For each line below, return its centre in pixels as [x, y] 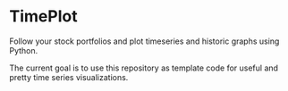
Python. [24, 50]
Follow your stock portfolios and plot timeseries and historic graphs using [144, 41]
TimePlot [43, 17]
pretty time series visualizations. [69, 77]
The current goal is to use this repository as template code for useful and [144, 68]
